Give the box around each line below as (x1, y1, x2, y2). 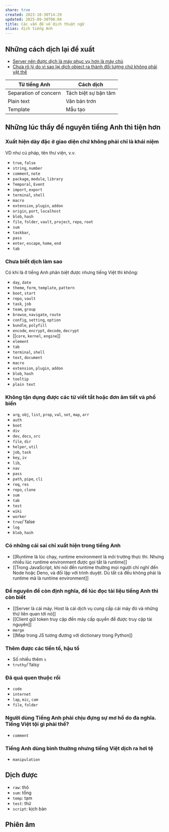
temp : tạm (12, 795, 33, 801)
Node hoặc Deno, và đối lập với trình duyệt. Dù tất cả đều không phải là (12, 569, 161, 576)
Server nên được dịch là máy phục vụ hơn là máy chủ (12, 58, 124, 64)
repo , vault (12, 295, 36, 301)
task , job (12, 300, 31, 306)
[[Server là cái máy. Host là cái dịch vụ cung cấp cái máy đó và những (12, 605, 158, 611)
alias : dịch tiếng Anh (5, 26, 53, 31)
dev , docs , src (12, 433, 41, 439)
